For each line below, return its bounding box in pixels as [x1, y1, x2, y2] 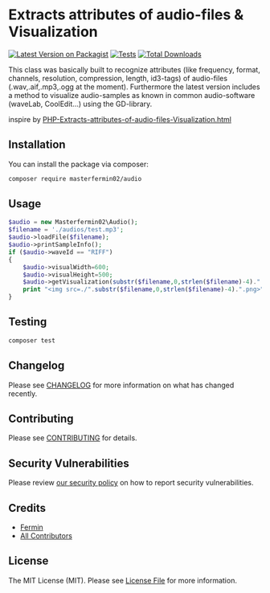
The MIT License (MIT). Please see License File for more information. [8, 575, 237, 585]
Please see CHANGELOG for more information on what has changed [8, 380, 235, 390]
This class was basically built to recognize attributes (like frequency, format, [8, 64, 261, 74]
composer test [8, 336, 56, 345]
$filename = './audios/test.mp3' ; [8, 226, 125, 234]
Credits [8, 501, 47, 515]
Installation [8, 138, 66, 152]
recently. [8, 388, 38, 399]
